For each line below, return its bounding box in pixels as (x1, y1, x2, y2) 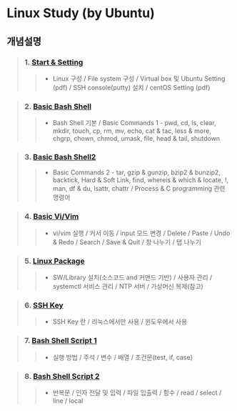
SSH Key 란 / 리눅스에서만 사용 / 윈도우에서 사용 (52, 317, 188, 326)
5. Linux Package (24, 256, 85, 266)
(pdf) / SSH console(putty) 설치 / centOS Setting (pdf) (52, 83, 211, 91)
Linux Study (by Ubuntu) (6, 5, 155, 21)
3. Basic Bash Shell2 (24, 152, 96, 162)
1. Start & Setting (24, 57, 84, 67)
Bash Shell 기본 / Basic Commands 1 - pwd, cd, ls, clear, (52, 119, 217, 127)
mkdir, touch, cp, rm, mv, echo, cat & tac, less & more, (52, 127, 212, 135)
